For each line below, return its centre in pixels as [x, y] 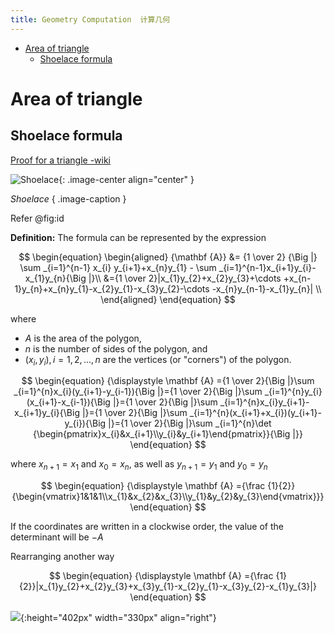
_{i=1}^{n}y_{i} [293, 392]
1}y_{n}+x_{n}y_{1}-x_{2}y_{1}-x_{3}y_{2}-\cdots [112, 288]
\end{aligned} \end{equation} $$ [168, 299]
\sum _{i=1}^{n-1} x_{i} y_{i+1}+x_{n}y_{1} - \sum [118, 267]
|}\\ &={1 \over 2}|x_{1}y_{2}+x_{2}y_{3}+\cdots [185, 278]
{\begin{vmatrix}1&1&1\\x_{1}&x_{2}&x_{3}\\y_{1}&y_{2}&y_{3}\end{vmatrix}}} [168, 497]
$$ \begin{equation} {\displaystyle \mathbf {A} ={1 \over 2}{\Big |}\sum [168, 381]
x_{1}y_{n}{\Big [55, 278]
